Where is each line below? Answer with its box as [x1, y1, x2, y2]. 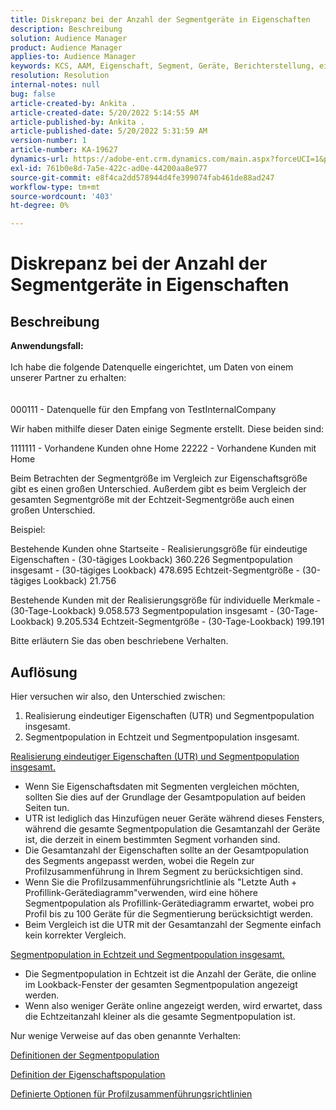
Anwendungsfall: [10, 340, 84, 352]
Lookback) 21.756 [43, 575, 117, 587]
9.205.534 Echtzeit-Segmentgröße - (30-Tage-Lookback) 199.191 [56, 616, 325, 628]
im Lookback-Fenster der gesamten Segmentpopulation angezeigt [24, 978, 298, 990]
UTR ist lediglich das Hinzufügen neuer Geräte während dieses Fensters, [24, 812, 325, 824]
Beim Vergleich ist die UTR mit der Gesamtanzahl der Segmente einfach [24, 918, 322, 930]
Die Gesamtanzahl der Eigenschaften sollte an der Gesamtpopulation [24, 844, 310, 856]
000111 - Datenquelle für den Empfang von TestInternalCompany [10, 404, 277, 416]
